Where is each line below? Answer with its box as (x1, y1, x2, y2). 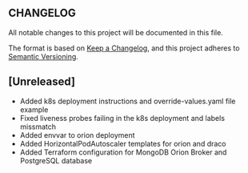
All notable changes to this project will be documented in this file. (8, 27, 224, 37)
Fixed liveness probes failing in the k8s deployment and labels (19, 113, 226, 123)
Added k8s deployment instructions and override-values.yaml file (19, 96, 236, 106)
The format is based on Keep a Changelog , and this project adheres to (8, 43, 240, 53)
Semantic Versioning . (8, 51, 78, 61)
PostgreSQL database (19, 155, 93, 165)
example (19, 104, 49, 115)
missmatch (19, 122, 57, 131)
